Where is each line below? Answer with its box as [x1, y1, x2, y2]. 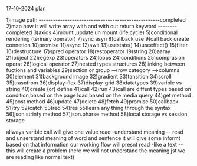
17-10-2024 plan [6, 5, 46, 12]
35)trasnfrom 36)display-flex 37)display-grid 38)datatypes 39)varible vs [6, 79, 182, 86]
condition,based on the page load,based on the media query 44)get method [6, 92, 191, 99]
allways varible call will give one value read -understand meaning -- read [6, 128, 184, 135]
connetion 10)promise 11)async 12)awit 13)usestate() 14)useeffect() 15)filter [6, 41, 188, 48]
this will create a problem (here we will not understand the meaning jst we [6, 147, 186, 154]
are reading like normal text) [6, 154, 75, 160]
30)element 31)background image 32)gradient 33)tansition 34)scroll [6, 73, 172, 80]
